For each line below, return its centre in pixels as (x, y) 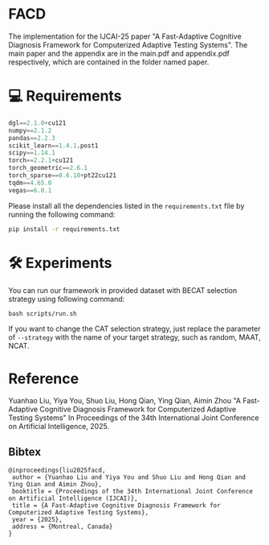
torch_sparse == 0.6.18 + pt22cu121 (62, 175)
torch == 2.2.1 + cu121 (41, 161)
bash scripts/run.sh (43, 314)
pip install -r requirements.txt (64, 229)
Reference (43, 378)
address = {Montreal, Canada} (62, 527)
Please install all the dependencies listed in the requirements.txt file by (126, 205)
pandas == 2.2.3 (32, 138)
